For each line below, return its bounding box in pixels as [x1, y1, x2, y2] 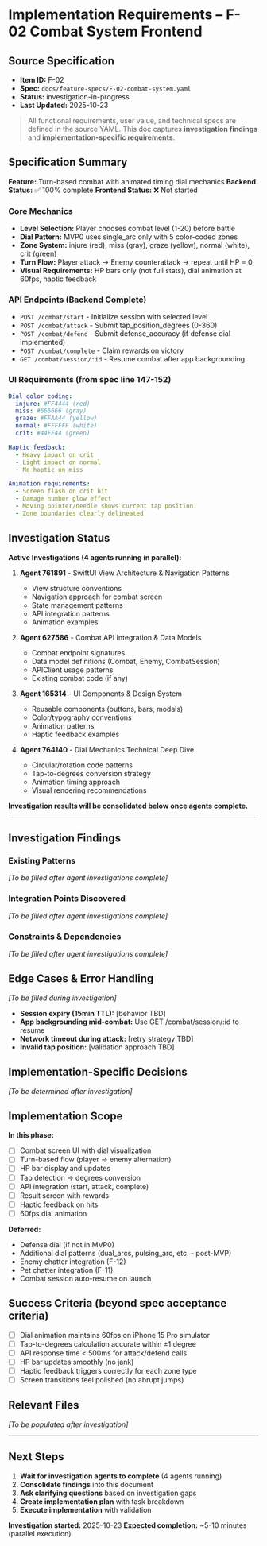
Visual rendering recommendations [31, 785, 147, 795]
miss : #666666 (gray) [15, 407, 87, 415]
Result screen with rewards [19, 1190, 110, 1200]
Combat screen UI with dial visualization [19, 1146, 152, 1155]
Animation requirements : [8, 480, 91, 488]
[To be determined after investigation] [8, 1086, 133, 1096]
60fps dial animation [19, 1208, 87, 1218]
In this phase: [8, 1131, 54, 1140]
